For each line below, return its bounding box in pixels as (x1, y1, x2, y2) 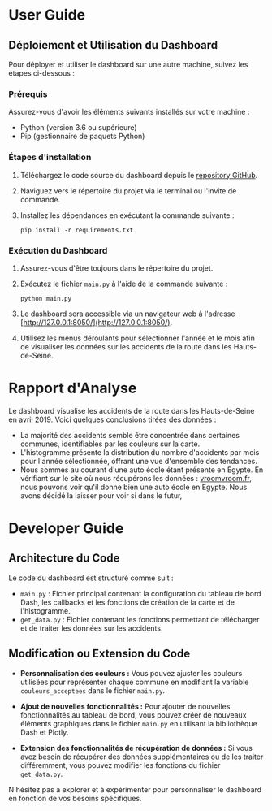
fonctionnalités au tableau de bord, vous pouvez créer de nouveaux (19, 709, 247, 720)
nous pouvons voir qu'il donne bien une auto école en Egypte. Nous (19, 482, 248, 492)
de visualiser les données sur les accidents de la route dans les (19, 341, 232, 351)
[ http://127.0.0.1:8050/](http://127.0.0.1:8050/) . (19, 317, 173, 327)
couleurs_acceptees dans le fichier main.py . (19, 685, 165, 696)
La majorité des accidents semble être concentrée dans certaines (19, 430, 240, 440)
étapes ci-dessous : (8, 68, 76, 78)
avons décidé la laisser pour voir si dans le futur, (19, 490, 183, 501)
